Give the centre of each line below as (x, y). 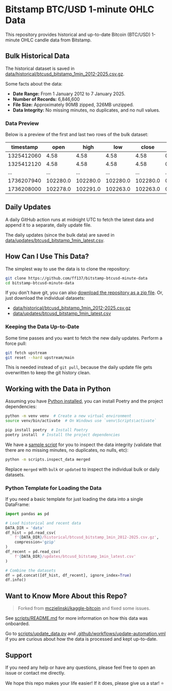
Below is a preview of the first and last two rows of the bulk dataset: (77, 135)
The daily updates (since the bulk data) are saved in (60, 235)
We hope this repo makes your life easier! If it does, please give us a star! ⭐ (85, 683)
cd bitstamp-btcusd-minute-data (40, 283)
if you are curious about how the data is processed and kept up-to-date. (81, 639)
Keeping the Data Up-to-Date (42, 327)
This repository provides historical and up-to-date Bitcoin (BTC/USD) (78, 34)
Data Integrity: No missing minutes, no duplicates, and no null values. (86, 110)
